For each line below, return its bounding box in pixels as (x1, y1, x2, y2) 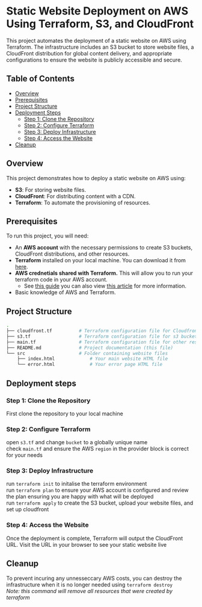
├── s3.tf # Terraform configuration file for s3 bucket (6, 333, 198, 339)
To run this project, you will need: (6, 232, 89, 239)
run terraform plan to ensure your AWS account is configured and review (6, 486, 189, 494)
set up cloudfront (6, 506, 49, 513)
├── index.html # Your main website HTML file (17, 356, 168, 362)
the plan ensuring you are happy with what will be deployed (6, 493, 154, 500)
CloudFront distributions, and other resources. (14, 250, 130, 257)
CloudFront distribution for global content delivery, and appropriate (6, 49, 173, 57)
